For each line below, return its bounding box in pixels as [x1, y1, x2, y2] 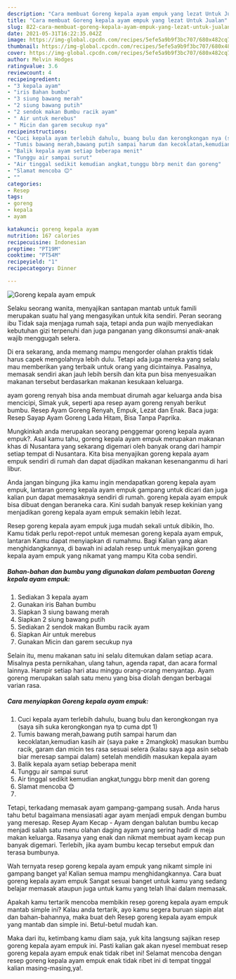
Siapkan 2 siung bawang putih [17, 615, 105, 623]
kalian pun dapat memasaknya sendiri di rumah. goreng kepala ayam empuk [7, 493, 228, 501]
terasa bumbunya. [7, 848, 60, 857]
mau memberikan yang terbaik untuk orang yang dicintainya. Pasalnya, [7, 362, 213, 371]
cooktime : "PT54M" [7, 252, 61, 259]
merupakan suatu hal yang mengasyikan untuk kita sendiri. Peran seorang [7, 311, 222, 320]
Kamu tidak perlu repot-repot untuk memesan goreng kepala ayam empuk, [7, 529, 223, 537]
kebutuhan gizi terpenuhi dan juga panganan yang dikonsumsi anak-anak [7, 326, 220, 335]
